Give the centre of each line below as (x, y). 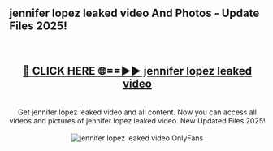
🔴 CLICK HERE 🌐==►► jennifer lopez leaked (137, 71)
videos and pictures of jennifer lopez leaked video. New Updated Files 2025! (137, 120)
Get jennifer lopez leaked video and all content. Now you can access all (137, 112)
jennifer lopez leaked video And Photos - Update (134, 13)
